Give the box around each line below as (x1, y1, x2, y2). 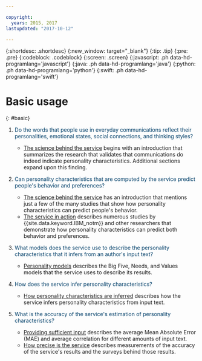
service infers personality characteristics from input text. (23, 299, 165, 306)
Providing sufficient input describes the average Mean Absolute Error (23, 329, 196, 336)
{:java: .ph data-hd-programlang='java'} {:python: (71, 60, 196, 67)
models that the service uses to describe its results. (23, 269, 152, 276)
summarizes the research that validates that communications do (23, 151, 184, 158)
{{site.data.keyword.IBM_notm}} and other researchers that (23, 220, 172, 227)
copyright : (5, 14, 33, 20)
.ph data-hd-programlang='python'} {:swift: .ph (5, 67, 124, 74)
